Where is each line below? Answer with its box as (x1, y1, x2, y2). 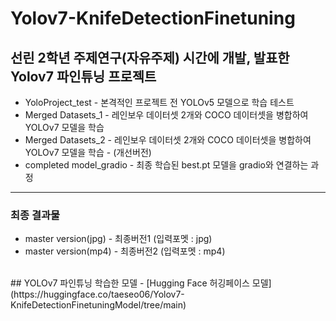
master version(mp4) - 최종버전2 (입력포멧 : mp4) (24, 245, 226, 257)
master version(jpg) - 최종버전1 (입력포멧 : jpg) (24, 233, 213, 245)
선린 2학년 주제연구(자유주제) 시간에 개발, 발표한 (10, 49, 290, 66)
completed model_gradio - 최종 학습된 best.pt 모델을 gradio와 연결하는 (24, 159, 309, 171)
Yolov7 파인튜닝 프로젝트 (10, 68, 157, 85)
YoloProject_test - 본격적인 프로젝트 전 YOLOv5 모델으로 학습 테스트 (24, 97, 295, 108)
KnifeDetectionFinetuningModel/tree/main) (10, 299, 187, 311)
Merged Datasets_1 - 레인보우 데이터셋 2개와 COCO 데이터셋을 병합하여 (24, 109, 309, 121)
